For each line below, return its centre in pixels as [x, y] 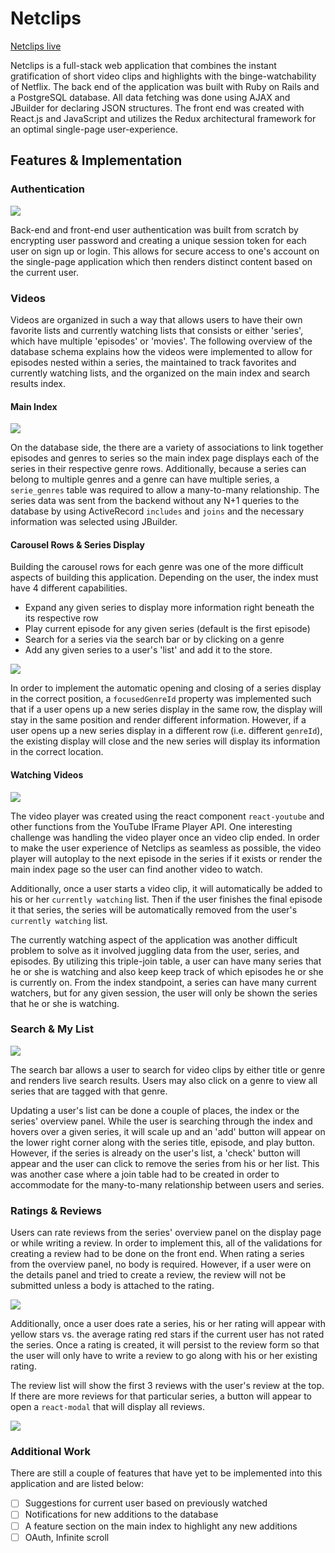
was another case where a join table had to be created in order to [145, 1174]
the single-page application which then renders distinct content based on [161, 261]
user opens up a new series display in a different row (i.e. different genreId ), [166, 731]
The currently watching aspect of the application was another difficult [154, 939]
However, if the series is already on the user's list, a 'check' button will [155, 1153]
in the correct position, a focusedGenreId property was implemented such [161, 699]
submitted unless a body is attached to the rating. [112, 1286]
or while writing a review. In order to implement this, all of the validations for [166, 1243]
